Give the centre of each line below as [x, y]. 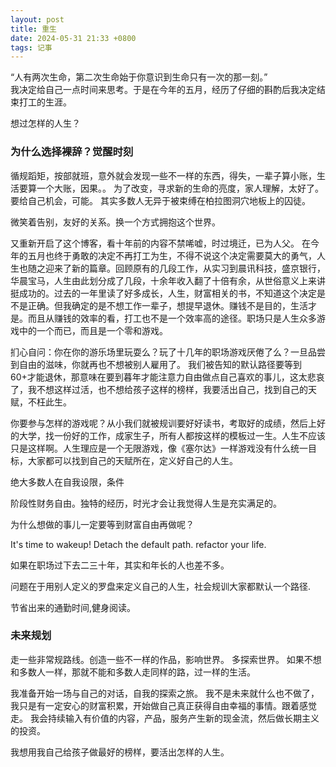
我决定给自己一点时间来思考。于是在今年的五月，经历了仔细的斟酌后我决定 [163, 90]
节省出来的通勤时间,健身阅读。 [73, 607]
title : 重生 [33, 29]
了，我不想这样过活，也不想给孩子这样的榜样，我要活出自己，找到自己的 [159, 389]
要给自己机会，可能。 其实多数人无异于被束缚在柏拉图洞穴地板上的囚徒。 [160, 200]
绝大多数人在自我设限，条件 [67, 482]
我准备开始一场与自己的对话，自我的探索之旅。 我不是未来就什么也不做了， [165, 693]
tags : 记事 [31, 47]
